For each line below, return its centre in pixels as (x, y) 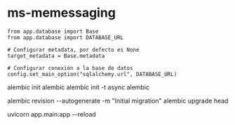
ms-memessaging (61, 13)
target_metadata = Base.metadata (56, 56)
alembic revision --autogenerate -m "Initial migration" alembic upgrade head (118, 101)
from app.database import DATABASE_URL (66, 37)
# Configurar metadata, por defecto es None (73, 50)
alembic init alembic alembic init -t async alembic (78, 87)
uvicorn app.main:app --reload (52, 114)
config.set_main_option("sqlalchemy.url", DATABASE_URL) (92, 74)
